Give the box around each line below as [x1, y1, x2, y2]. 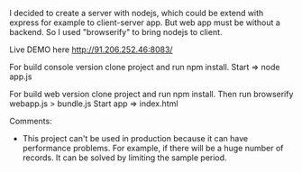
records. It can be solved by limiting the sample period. [22, 152, 227, 163]
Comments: [9, 116, 52, 126]
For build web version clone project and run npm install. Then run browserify [9, 89, 294, 99]
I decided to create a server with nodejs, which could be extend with [9, 8, 264, 18]
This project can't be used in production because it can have [22, 133, 249, 143]
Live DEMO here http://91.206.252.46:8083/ [9, 44, 173, 55]
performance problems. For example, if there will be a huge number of [22, 143, 284, 153]
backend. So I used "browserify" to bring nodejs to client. [9, 27, 223, 37]
